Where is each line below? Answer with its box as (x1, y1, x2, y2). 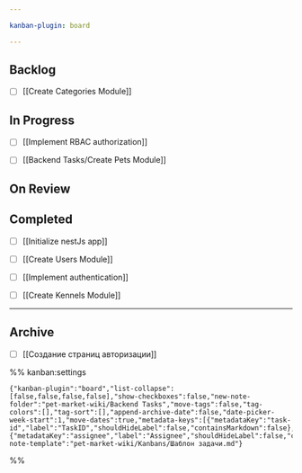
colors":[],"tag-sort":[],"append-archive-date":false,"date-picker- (9, 407, 276, 416)
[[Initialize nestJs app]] (22, 236, 108, 246)
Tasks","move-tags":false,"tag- (142, 399, 263, 409)
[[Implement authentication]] (22, 272, 129, 282)
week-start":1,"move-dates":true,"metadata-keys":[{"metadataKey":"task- (9, 415, 292, 424)
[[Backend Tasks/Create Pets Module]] (22, 155, 166, 165)
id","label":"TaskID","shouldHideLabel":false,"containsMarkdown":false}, (9, 424, 296, 433)
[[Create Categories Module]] (22, 86, 132, 97)
